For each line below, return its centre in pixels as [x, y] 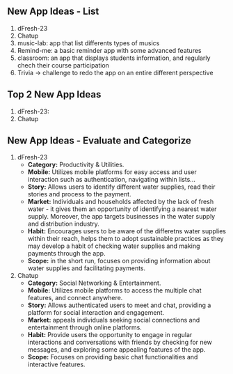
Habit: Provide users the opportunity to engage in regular [110, 335]
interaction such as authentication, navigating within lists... [112, 180]
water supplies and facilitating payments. [87, 268]
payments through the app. [66, 254]
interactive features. [56, 364]
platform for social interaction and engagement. [96, 313]
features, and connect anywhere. [75, 298]
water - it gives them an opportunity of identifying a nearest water [122, 209]
